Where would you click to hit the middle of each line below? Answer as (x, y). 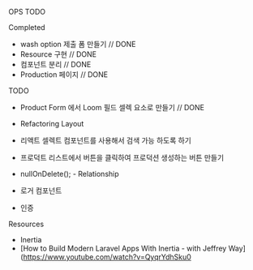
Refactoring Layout (52, 124)
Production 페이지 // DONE (64, 75)
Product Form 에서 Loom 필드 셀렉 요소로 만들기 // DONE (112, 107)
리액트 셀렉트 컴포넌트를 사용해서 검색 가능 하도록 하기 (106, 140)
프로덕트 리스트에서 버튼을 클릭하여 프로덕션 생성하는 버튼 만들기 (122, 158)
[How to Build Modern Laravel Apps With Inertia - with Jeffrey (123, 248)
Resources (26, 224)
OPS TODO (27, 12)
